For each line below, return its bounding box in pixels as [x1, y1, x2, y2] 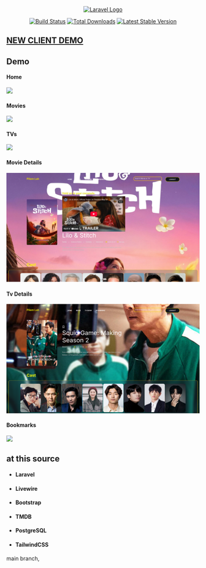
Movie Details [6, 158, 42, 166]
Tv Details [6, 290, 32, 297]
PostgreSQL [15, 527, 47, 534]
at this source [6, 454, 60, 464]
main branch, [6, 555, 40, 562]
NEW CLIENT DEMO [6, 36, 84, 46]
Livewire [15, 485, 38, 492]
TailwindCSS [15, 540, 49, 548]
